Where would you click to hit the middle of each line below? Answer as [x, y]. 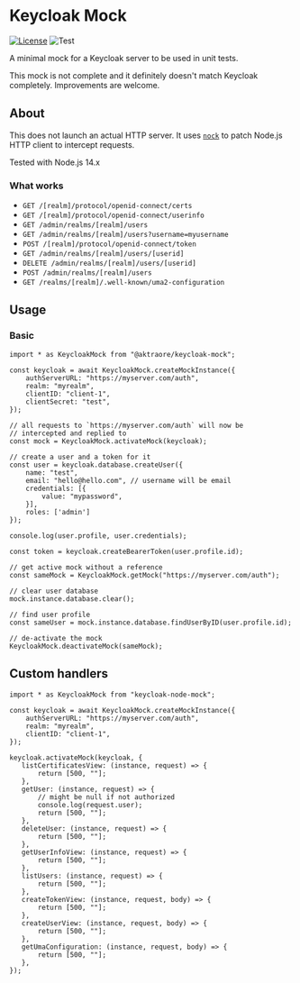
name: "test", [52, 473]
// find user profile [50, 614]
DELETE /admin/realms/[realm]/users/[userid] [109, 264]
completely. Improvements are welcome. [85, 85]
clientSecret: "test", [68, 402]
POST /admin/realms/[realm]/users [87, 273]
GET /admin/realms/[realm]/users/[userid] [103, 254]
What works [36, 186]
